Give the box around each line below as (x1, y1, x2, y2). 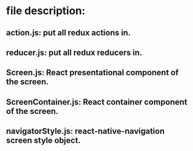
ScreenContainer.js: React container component (6, 97, 188, 107)
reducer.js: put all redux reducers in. (6, 47, 142, 57)
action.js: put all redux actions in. (6, 28, 131, 38)
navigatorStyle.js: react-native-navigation (6, 126, 165, 136)
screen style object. (6, 136, 81, 146)
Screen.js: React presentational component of (6, 68, 179, 78)
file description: (6, 4, 85, 18)
